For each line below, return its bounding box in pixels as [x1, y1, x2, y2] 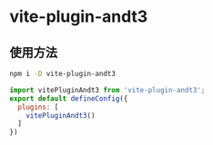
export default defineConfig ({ [9, 93, 128, 103]
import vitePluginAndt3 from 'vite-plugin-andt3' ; [9, 85, 206, 94]
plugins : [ [17, 102, 59, 111]
